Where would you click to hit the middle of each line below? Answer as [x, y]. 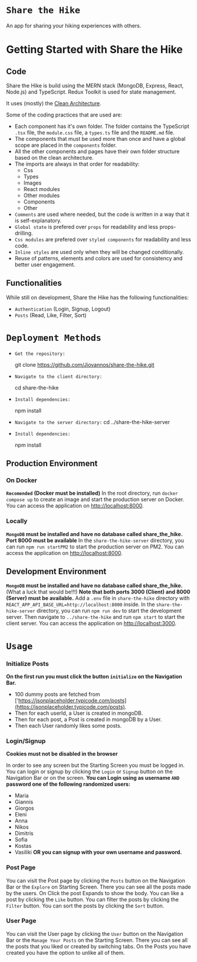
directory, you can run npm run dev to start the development [109, 611]
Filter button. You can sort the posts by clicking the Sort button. [85, 905]
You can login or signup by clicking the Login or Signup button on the [89, 771]
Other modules [42, 195]
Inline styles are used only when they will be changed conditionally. [99, 252]
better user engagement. [45, 264]
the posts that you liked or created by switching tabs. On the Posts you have [99, 946]
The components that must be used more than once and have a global [100, 138]
